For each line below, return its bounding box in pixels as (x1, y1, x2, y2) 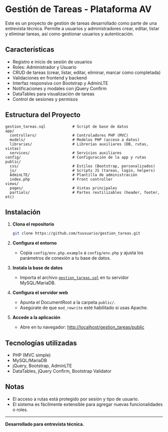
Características (5, 45, 54, 54)
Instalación (5, 207, 41, 217)
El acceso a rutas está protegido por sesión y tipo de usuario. (12, 396, 139, 402)
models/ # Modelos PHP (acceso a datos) (9, 137, 140, 142)
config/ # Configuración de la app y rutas (5, 155, 146, 160)
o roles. (12, 406, 28, 412)
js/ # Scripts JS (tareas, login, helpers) (9, 168, 155, 173)
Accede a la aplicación (12, 314, 61, 320)
